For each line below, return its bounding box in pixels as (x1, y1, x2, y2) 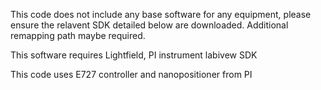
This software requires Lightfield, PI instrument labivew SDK (10, 49, 258, 61)
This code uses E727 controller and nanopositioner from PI (10, 69, 253, 80)
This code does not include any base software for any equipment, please (10, 9, 312, 20)
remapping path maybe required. (10, 30, 146, 41)
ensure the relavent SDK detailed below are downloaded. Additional (10, 19, 289, 31)
